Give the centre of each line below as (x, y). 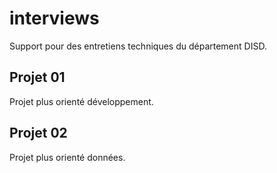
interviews (54, 18)
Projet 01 (37, 77)
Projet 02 (38, 133)
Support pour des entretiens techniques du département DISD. (138, 46)
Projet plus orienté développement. (81, 101)
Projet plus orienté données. (67, 157)
